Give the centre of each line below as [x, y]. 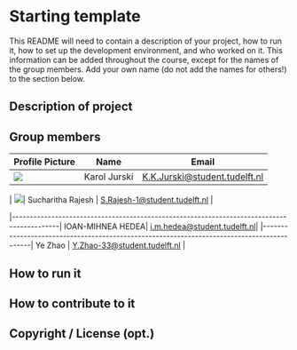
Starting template [75, 16]
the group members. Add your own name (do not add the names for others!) [148, 69]
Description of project [71, 107]
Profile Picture [44, 162]
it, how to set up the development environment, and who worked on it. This [146, 50]
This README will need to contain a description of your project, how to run [145, 41]
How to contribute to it [72, 303]
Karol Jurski [109, 177]
